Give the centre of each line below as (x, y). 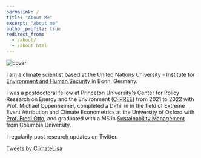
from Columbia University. (39, 125)
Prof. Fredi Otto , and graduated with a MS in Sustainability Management (96, 118)
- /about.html (29, 46)
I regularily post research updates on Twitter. (62, 136)
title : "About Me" (29, 18)
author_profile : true (34, 29)
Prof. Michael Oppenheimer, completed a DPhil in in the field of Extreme (96, 105)
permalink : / (23, 12)
